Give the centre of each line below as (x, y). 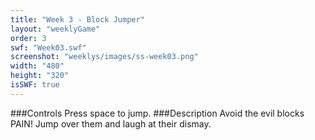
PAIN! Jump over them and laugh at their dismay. (111, 123)
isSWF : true (35, 85)
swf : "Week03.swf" (48, 47)
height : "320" (40, 76)
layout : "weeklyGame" (55, 29)
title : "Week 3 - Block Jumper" (77, 19)
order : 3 (28, 38)
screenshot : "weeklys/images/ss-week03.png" (104, 57)
